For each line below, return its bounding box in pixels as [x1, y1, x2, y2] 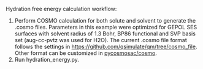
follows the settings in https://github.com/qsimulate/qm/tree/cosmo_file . [14, 43, 197, 50]
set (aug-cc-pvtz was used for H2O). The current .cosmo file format [14, 37, 188, 43]
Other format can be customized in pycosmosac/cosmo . [14, 49, 157, 57]
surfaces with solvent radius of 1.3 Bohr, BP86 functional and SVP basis [14, 30, 196, 37]
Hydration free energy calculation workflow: [6, 5, 117, 12]
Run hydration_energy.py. [14, 56, 79, 63]
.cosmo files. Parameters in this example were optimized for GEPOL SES [14, 24, 197, 31]
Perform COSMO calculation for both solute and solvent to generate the [14, 17, 196, 24]
